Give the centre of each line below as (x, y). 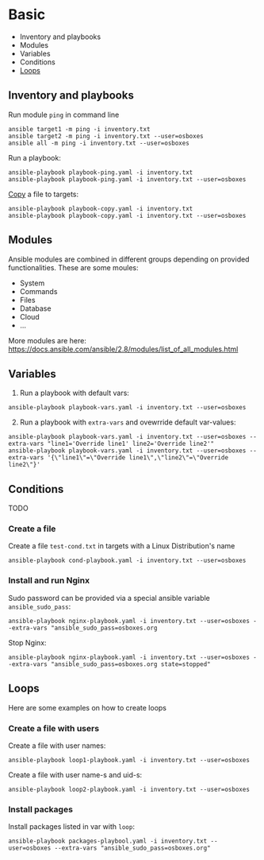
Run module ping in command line (64, 114)
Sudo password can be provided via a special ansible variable (109, 598)
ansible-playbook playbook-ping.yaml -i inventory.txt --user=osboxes (127, 179)
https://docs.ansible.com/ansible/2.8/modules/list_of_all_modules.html (123, 349)
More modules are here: (48, 340)
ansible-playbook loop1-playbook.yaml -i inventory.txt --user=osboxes (129, 760)
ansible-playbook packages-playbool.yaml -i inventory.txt (108, 841)
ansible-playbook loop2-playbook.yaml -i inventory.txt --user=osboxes (129, 789)
